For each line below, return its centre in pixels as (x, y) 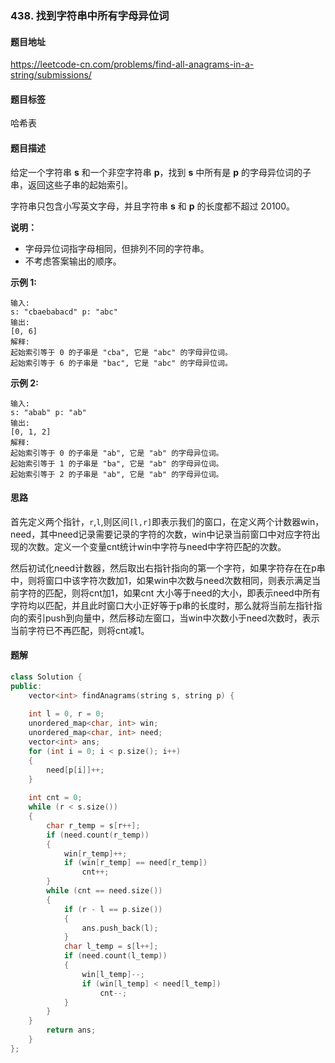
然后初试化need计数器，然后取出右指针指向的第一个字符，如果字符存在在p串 (168, 568)
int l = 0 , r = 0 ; (66, 714)
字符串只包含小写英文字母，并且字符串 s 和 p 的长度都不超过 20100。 (153, 206)
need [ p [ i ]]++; (75, 770)
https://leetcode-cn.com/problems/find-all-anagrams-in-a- (132, 64)
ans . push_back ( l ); (120, 928)
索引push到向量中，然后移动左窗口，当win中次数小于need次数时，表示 (173, 618)
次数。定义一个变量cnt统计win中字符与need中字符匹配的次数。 (157, 546)
